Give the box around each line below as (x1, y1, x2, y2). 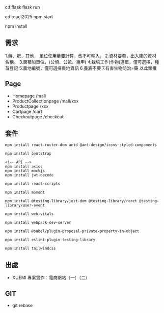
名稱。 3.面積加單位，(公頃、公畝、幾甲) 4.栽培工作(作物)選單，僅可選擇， (5, 59, 155, 65)
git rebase (12, 303, 33, 309)
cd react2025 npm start (5, 14, 53, 19)
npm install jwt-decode (5, 173, 54, 178)
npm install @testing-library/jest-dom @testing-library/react (5, 199, 137, 204)
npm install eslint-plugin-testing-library (5, 238, 96, 243)
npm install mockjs (5, 169, 45, 174)
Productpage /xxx (12, 103, 49, 109)
